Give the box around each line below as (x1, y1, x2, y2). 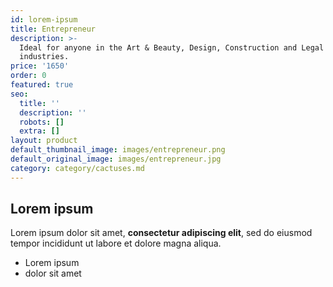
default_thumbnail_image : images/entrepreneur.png (10, 145, 226, 155)
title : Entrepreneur (10, 24, 97, 34)
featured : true (10, 80, 74, 90)
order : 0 (10, 71, 47, 81)
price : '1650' (10, 61, 70, 71)
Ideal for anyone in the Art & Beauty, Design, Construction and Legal (19, 42, 325, 53)
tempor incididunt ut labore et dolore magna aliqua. (10, 237, 222, 250)
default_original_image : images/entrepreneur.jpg (10, 154, 222, 164)
